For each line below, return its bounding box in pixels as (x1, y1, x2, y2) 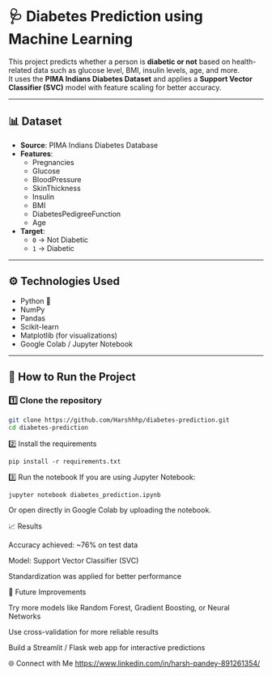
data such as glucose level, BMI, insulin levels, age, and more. (33, 65, 240, 74)
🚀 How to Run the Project (8, 370, 136, 384)
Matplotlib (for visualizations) (19, 330, 117, 340)
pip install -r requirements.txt (8, 457, 121, 466)
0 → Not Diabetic (32, 235, 89, 244)
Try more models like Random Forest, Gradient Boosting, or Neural (8, 603, 230, 612)
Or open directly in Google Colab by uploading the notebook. (8, 505, 212, 515)
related (8, 65, 32, 74)
